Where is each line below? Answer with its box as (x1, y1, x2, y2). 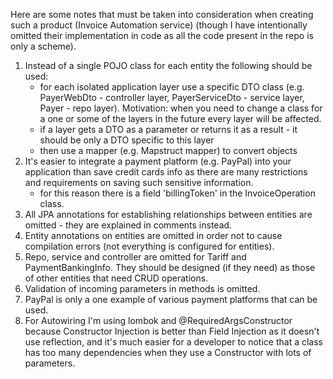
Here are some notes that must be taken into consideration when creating (10, 9, 314, 20)
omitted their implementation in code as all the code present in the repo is (10, 30, 314, 41)
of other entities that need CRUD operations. (24, 272, 209, 284)
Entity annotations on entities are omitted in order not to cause (24, 230, 283, 241)
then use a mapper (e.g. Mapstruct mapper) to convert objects (39, 145, 298, 156)
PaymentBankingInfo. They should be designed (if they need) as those (24, 262, 316, 273)
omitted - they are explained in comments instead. (24, 219, 233, 231)
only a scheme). (10, 40, 77, 52)
